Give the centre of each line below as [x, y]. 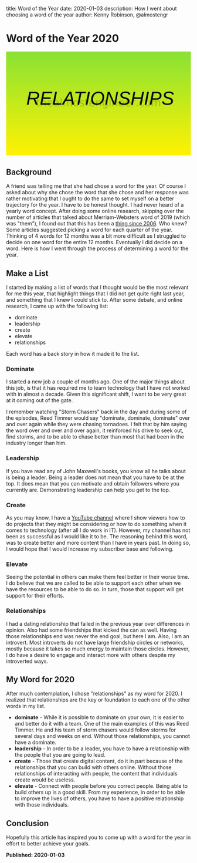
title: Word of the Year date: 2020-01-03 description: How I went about [91, 9]
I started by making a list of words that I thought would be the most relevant [97, 288]
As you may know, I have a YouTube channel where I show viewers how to [96, 518]
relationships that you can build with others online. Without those [93, 767]
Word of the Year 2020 [62, 38]
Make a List [27, 273]
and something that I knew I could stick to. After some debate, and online [94, 300]
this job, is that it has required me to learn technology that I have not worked [98, 388]
